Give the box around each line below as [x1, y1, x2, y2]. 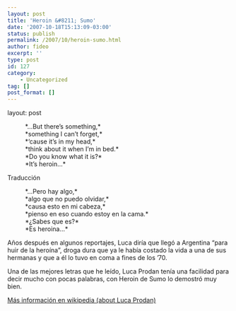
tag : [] [7, 83, 30, 90]
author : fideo [7, 43, 49, 50]
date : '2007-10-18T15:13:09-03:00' [7, 23, 112, 30]
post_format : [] [7, 89, 55, 96]
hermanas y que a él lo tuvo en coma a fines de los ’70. [7, 254, 167, 262]
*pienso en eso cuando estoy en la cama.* [25, 210, 149, 218]
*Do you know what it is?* [25, 153, 102, 161]
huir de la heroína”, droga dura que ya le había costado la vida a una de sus [7, 246, 227, 254]
